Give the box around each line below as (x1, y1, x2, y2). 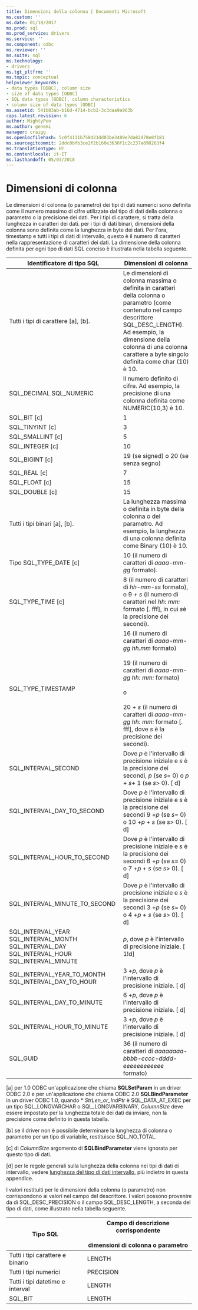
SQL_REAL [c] (9, 469, 48, 477)
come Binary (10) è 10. (123, 542, 188, 550)
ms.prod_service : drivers (6, 31, 70, 37)
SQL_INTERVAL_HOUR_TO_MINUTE (9, 1023, 108, 1031)
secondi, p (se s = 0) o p (123, 771, 189, 780)
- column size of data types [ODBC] (6, 101, 96, 108)
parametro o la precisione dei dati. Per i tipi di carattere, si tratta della (6, 214, 174, 221)
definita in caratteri (123, 284, 176, 292)
